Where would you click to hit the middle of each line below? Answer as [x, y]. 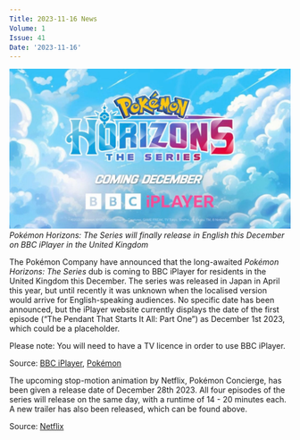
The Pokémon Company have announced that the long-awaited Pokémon [144, 262]
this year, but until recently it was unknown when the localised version [138, 290]
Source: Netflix [37, 426]
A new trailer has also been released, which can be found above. [129, 409]
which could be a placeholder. [65, 328]
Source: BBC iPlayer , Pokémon [66, 363]
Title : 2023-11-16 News [54, 19]
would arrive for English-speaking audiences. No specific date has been [142, 300]
